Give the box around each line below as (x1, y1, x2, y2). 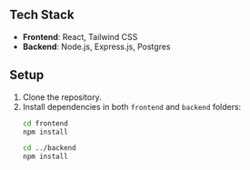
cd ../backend (22, 144, 76, 153)
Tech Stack (9, 7, 75, 23)
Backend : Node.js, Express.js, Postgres (22, 41, 171, 52)
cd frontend (22, 118, 68, 128)
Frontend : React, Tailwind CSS (22, 31, 138, 42)
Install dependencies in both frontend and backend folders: (22, 101, 242, 112)
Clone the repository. (22, 91, 102, 103)
